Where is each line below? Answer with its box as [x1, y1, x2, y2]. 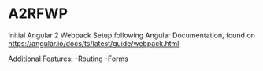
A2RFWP [8, 5, 69, 23]
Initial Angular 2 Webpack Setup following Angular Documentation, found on [8, 30, 256, 40]
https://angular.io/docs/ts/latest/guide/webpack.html [8, 38, 180, 48]
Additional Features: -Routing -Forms [8, 54, 128, 63]
